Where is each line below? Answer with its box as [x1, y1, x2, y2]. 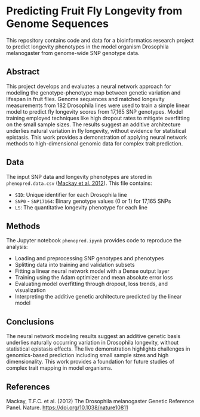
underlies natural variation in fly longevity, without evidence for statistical [6, 127, 186, 134]
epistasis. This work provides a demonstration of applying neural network [6, 133, 187, 141]
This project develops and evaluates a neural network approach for [6, 83, 171, 90]
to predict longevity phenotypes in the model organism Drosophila [6, 43, 169, 50]
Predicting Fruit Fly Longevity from [6, 4, 183, 18]
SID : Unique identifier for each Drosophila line [14, 191, 127, 198]
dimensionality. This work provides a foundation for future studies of [6, 358, 175, 366]
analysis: [6, 243, 28, 251]
